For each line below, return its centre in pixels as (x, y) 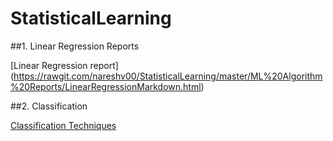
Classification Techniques (63, 125)
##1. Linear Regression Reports (75, 46)
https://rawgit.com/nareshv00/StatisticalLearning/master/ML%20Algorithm (168, 76)
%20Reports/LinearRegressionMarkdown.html (106, 86)
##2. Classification (49, 106)
